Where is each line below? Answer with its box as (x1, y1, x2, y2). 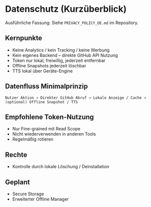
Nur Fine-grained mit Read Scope (12, 126, 81, 132)
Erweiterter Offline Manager (12, 196, 69, 202)
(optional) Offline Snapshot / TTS (5, 99, 78, 104)
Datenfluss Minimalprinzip (5, 82, 88, 90)
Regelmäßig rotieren (12, 136, 54, 142)
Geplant (5, 178, 30, 186)
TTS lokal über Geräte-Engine (12, 68, 73, 74)
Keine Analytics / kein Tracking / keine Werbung (12, 47, 110, 53)
